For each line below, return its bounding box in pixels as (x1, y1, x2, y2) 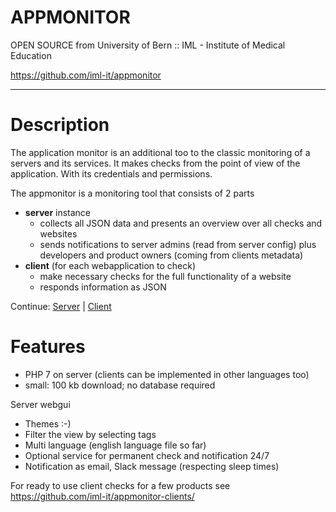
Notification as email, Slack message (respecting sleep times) (24, 460, 280, 472)
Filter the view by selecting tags (24, 428, 157, 440)
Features (10, 336, 86, 358)
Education (10, 49, 52, 61)
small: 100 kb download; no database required (24, 379, 216, 391)
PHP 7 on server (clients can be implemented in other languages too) (24, 368, 310, 380)
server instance (24, 206, 92, 218)
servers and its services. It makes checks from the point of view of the (10, 157, 301, 169)
